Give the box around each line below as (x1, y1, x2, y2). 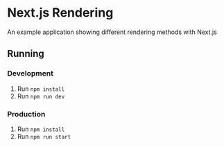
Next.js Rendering (7, 5, 114, 21)
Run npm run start (17, 132, 71, 140)
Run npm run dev (17, 92, 65, 100)
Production (7, 109, 46, 119)
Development (7, 69, 54, 78)
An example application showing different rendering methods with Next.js (7, 28, 217, 36)
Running (7, 48, 45, 60)
